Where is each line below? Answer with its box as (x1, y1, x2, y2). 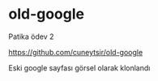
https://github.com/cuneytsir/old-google (8, 47, 143, 57)
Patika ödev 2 (8, 32, 54, 41)
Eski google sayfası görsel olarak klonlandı (8, 62, 151, 73)
